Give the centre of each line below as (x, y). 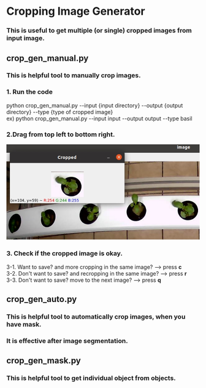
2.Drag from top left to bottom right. (61, 134)
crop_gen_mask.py (44, 361)
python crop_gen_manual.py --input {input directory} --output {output (95, 105)
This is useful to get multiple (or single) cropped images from (99, 31)
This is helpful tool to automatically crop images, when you (96, 316)
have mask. (24, 324)
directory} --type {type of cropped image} (60, 112)
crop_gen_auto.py (42, 299)
